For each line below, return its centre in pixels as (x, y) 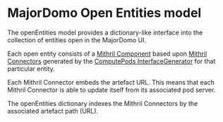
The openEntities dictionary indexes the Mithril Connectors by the (103, 103)
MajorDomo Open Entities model (104, 13)
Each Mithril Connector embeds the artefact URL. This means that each (111, 82)
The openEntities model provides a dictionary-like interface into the (105, 32)
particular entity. (31, 68)
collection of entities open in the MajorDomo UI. (77, 39)
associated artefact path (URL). (53, 111)
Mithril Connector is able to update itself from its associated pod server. (111, 90)
